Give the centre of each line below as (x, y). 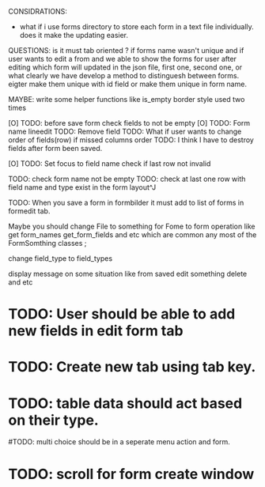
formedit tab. (29, 211)
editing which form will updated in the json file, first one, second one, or (125, 67)
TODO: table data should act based (125, 403)
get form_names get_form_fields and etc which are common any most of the (132, 235)
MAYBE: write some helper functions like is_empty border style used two (127, 99)
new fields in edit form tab (96, 331)
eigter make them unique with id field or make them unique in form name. (128, 84)
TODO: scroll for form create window (131, 474)
